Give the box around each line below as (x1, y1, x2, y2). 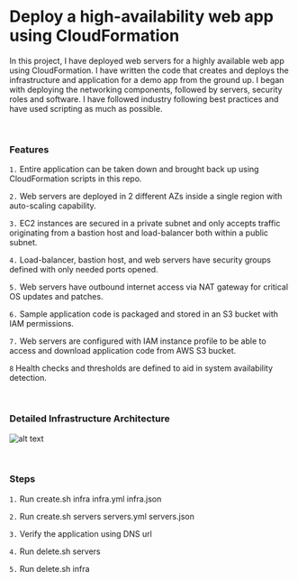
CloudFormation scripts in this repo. (9, 173, 142, 184)
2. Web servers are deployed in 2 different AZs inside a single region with (9, 191, 283, 202)
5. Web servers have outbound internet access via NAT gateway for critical (9, 281, 289, 292)
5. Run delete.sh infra (9, 563, 90, 574)
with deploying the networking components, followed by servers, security (9, 84, 283, 95)
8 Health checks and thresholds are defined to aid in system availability (9, 363, 273, 373)
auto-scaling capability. (9, 200, 96, 211)
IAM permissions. (9, 318, 75, 329)
